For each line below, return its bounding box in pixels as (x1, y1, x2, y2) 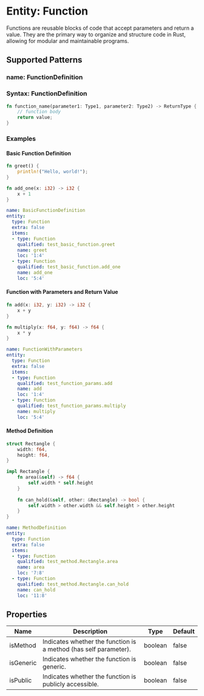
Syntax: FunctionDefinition (6, 89, 87, 98)
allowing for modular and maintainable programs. (6, 37, 129, 44)
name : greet (17, 247, 47, 253)
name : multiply (17, 408, 56, 414)
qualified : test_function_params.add (17, 380, 113, 386)
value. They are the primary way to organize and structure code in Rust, (6, 30, 186, 38)
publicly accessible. (42, 680, 99, 689)
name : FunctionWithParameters (6, 346, 83, 353)
